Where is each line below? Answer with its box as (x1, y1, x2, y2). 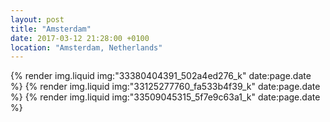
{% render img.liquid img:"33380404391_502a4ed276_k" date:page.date (10, 70, 312, 82)
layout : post (10, 14, 65, 25)
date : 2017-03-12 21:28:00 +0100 (10, 33, 150, 43)
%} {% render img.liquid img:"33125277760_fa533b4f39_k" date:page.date (10, 81, 321, 93)
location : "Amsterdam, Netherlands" (10, 42, 163, 53)
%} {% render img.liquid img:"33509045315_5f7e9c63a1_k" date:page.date (10, 91, 321, 103)
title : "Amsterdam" (10, 24, 92, 34)
